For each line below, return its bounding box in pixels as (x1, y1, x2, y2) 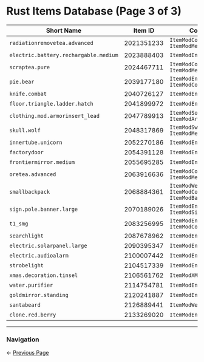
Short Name (46, 26, 82, 35)
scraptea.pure (9, 64, 50, 70)
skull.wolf (9, 126, 41, 134)
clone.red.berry (9, 311, 56, 318)
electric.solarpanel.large (9, 242, 87, 249)
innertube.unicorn (9, 138, 63, 146)
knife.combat (9, 90, 47, 97)
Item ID (133, 26, 155, 35)
